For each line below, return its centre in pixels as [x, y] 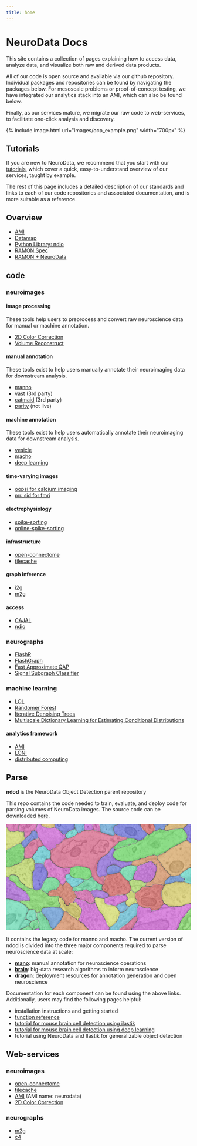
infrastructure [23, 542]
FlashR [23, 654]
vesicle [23, 450]
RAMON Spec [31, 250]
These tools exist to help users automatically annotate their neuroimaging [95, 433]
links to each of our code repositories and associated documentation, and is [98, 193]
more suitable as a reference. [42, 199]
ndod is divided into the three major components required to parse [86, 945]
